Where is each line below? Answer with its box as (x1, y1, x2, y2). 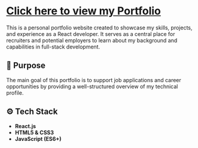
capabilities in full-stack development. (6, 43, 100, 50)
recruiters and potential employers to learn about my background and (6, 37, 178, 44)
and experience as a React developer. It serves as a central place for (6, 30, 175, 37)
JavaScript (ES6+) (14, 135, 62, 142)
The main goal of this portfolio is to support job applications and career (6, 76, 181, 83)
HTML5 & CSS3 (14, 129, 54, 136)
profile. (6, 89, 24, 96)
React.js (14, 122, 36, 129)
